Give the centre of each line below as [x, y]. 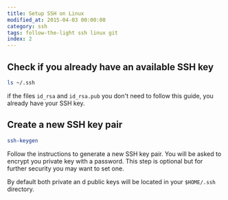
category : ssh [27, 26]
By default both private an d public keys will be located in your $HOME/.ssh [112, 181]
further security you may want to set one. [66, 168]
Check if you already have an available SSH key [111, 67]
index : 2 [20, 39]
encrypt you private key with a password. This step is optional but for [105, 161]
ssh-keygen [23, 141]
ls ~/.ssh [21, 82]
